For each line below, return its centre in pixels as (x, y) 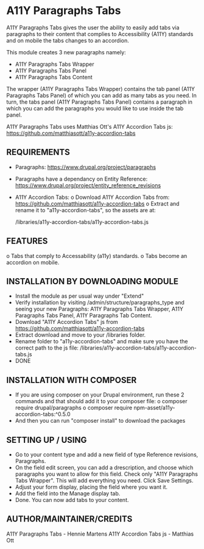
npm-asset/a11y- (154, 408)
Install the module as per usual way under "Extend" (79, 296)
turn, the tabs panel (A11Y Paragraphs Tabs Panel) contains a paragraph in (100, 102)
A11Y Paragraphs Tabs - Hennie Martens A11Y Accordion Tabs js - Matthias (100, 534)
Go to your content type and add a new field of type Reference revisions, (107, 454)
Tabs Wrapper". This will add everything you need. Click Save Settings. (104, 480)
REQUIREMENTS (38, 152)
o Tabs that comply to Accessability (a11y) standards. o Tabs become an (97, 256)
